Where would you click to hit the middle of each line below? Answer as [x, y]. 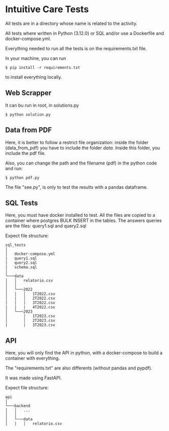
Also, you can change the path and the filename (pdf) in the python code [81, 163]
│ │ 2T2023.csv [30, 321]
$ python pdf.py [22, 178]
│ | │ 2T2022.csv [30, 299]
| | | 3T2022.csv [30, 303]
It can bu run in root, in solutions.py [42, 105]
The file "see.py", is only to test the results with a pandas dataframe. [77, 187]
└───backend [18, 406]
